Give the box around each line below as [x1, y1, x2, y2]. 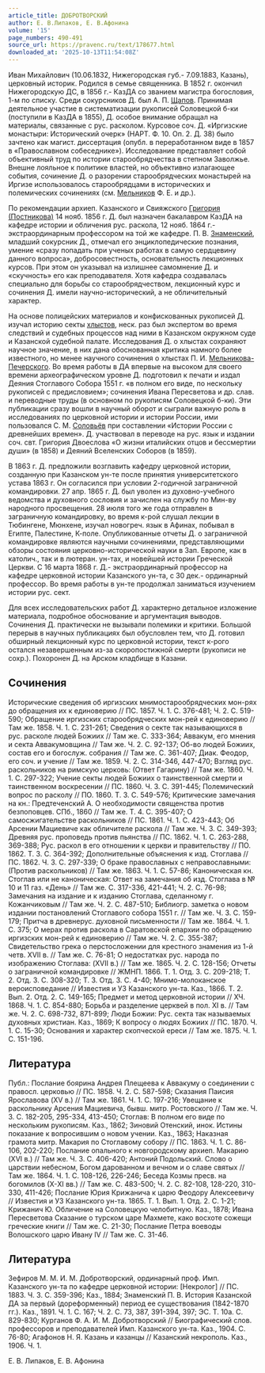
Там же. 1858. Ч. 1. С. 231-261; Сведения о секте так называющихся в [8, 723, 243, 732]
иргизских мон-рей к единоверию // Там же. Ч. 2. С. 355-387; [8, 932, 218, 943]
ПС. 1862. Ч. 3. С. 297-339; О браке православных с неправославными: [8, 857, 252, 867]
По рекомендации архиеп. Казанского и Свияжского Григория [8, 204, 221, 212]
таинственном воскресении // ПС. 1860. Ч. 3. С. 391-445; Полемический [8, 781, 254, 791]
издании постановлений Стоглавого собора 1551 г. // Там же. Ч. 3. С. [8, 908, 240, 917]
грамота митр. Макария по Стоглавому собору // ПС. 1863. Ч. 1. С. [8, 1137, 233, 1146]
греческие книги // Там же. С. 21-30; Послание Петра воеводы [8, 1221, 221, 1230]
